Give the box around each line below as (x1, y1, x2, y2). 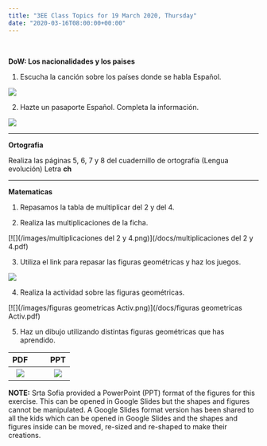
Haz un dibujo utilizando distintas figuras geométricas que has (19, 327, 225, 336)
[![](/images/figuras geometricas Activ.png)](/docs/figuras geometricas (8, 303, 242, 312)
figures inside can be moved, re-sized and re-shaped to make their (8, 421, 228, 431)
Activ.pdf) (8, 311, 41, 321)
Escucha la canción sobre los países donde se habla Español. (19, 72, 222, 81)
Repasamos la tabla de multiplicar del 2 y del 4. (19, 202, 175, 212)
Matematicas (8, 186, 53, 196)
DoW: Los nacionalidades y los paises (8, 57, 135, 66)
